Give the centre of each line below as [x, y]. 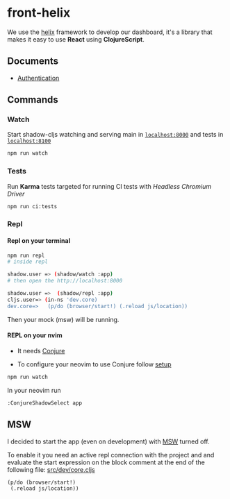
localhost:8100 [29, 141]
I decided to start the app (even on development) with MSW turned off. [108, 441]
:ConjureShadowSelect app [44, 403]
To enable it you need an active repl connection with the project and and [111, 455]
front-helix [39, 13]
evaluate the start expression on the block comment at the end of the [106, 462]
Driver [16, 194]
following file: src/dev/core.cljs [51, 469]
